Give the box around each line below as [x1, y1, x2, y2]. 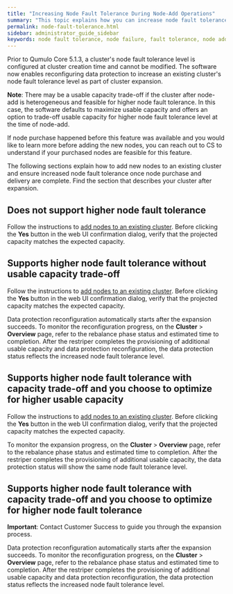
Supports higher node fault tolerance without [7, 258, 207, 270]
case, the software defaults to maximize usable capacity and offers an [7, 106, 208, 114]
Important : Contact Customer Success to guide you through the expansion [7, 522, 222, 531]
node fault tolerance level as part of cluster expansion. [7, 77, 163, 85]
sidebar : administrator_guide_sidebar [7, 29, 119, 37]
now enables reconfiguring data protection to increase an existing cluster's [7, 70, 222, 79]
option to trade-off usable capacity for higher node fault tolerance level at [7, 113, 218, 122]
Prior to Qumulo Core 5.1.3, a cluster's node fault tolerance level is [7, 55, 196, 63]
